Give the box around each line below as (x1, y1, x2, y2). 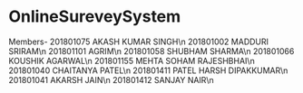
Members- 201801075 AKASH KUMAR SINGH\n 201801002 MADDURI (8, 36, 269, 47)
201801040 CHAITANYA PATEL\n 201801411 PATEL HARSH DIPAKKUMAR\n (8, 65, 288, 76)
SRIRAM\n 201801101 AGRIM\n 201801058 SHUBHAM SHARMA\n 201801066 (8, 45, 295, 56)
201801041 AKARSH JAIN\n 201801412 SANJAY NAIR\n (8, 74, 214, 85)
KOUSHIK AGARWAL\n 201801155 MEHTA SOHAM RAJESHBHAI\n (8, 55, 255, 66)
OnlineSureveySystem (8, 6, 181, 27)
